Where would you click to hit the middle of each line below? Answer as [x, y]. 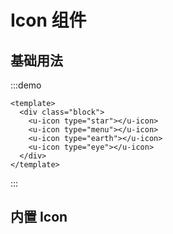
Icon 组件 [48, 20]
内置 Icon [39, 217]
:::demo [26, 85]
